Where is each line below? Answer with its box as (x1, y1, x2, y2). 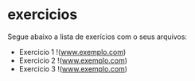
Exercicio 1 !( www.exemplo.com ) (18, 47, 127, 56)
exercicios (7, 6, 78, 24)
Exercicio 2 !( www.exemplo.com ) (18, 56, 128, 65)
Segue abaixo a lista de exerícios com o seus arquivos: (7, 32, 188, 41)
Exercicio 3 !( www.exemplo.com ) (18, 64, 128, 73)
